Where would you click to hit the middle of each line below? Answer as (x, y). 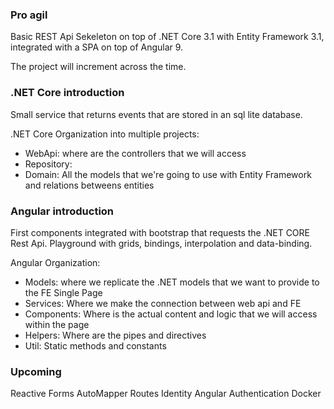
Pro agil (29, 15)
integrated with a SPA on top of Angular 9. (97, 47)
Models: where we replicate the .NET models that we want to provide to (172, 282)
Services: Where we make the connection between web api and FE (163, 303)
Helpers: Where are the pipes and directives (115, 335)
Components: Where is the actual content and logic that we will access (171, 314)
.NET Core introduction (67, 93)
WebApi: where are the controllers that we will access (135, 153)
